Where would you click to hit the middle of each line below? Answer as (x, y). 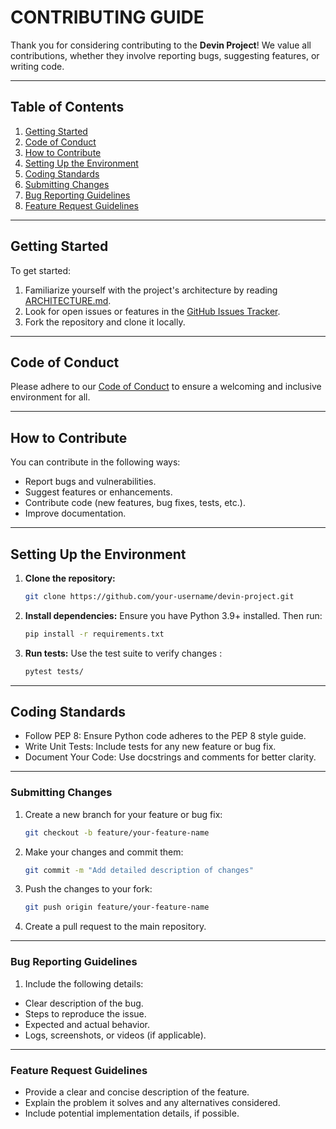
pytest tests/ (54, 671)
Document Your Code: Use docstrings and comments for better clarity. (170, 757)
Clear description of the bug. (84, 1003)
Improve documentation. (75, 513)
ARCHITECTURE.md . (68, 300)
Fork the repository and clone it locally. (105, 322)
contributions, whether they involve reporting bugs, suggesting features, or (165, 55)
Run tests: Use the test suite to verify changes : (123, 653)
